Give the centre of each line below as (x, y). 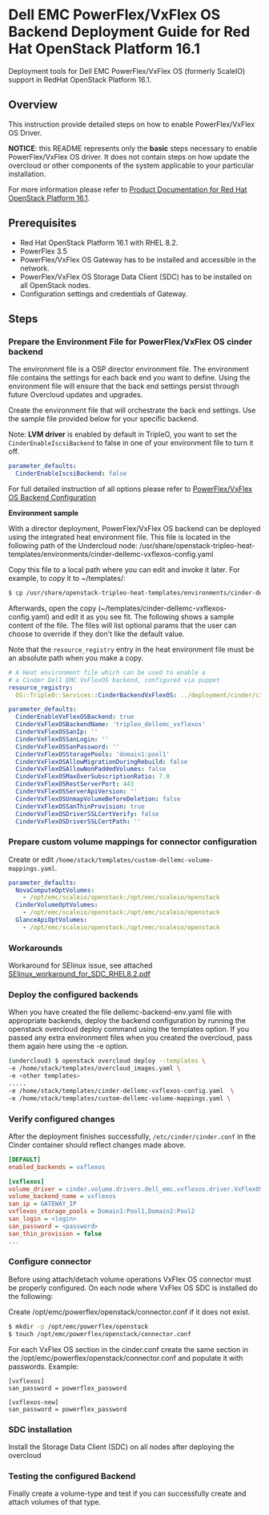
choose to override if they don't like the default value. (96, 634)
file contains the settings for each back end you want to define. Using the (129, 378)
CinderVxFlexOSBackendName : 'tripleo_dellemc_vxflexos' (110, 725)
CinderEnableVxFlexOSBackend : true (75, 717)
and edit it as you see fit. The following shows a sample (143, 616)
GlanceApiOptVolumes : (52, 920)
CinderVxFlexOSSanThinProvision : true (80, 806)
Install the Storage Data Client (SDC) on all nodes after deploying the (121, 1447)
